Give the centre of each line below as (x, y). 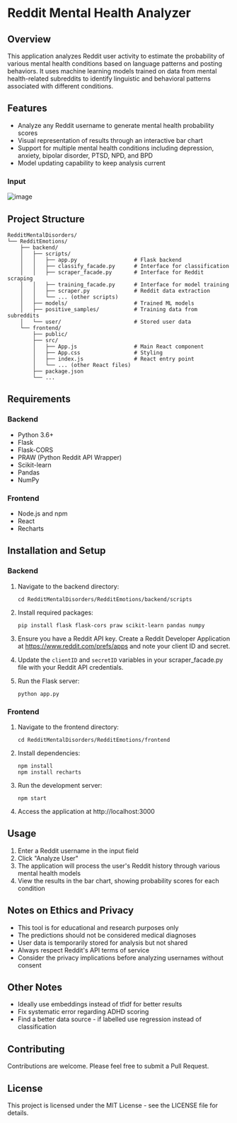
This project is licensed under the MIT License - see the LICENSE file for (112, 1105)
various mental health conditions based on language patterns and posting (115, 64)
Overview (29, 39)
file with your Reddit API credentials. (70, 667)
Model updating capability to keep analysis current (92, 163)
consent (29, 965)
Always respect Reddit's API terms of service (83, 950)
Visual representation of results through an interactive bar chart (110, 140)
